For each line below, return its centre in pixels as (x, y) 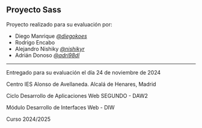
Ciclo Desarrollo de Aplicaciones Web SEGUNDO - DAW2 (77, 96)
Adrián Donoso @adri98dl (47, 55)
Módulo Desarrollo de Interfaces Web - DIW (61, 107)
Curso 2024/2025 (29, 119)
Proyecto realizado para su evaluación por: (59, 24)
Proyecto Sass (34, 10)
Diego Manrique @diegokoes (51, 36)
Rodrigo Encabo (35, 42)
